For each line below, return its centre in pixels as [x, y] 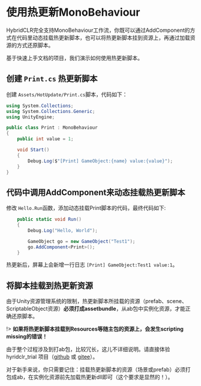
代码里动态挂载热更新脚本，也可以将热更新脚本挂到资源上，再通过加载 [103, 37]
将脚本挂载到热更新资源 [49, 285]
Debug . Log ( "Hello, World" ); [63, 230]
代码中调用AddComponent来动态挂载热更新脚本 [96, 192]
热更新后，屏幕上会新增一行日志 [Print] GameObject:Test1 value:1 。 [92, 265]
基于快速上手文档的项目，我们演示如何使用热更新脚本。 [74, 58]
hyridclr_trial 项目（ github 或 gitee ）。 [52, 357]
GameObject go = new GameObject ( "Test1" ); [82, 241]
